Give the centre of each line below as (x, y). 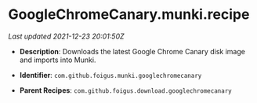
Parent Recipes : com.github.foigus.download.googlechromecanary (126, 90)
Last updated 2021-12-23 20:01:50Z (66, 36)
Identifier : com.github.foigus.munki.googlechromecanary (110, 75)
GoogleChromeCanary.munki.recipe (129, 15)
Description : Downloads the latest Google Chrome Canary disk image (132, 51)
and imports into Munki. (58, 60)
